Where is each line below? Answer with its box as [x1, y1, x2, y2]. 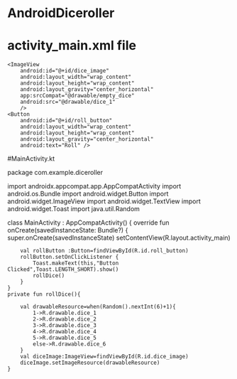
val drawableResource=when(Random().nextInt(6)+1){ [20, 304, 176, 311]
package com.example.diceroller [7, 169, 104, 177]
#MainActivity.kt [7, 154, 55, 163]
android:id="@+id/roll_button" [20, 117, 113, 124]
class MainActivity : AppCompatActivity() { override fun [7, 218, 170, 227]
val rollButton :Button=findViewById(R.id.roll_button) [20, 247, 189, 255]
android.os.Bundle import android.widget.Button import [7, 190, 169, 198]
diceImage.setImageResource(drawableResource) [20, 359, 160, 367]
